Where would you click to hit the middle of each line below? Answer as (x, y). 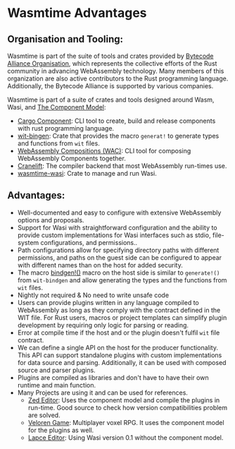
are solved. (44, 415)
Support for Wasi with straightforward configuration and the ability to (117, 227)
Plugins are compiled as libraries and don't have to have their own (113, 377)
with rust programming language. (66, 128)
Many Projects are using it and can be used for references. (103, 393)
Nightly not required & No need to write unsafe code (93, 295)
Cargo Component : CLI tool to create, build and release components (116, 121)
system (28, 242)
